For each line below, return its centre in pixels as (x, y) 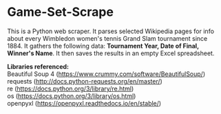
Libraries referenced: (38, 66)
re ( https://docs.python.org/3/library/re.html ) (71, 88)
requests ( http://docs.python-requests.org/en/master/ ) (85, 81)
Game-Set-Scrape (60, 12)
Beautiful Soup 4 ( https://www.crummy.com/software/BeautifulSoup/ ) (106, 74)
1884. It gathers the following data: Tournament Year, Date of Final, (103, 46)
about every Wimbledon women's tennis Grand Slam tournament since (107, 38)
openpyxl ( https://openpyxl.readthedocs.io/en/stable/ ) (84, 103)
